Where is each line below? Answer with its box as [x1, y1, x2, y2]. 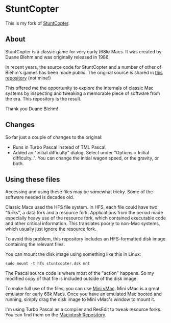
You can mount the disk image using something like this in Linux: [5, 251, 141, 257]
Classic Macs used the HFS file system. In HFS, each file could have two [5, 204, 158, 210]
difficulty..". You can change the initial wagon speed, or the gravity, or [12, 155, 159, 161]
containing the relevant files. [5, 241, 65, 248]
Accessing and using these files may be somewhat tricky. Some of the [5, 189, 153, 195]
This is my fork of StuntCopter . [5, 20, 70, 26]
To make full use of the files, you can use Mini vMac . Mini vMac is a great [5, 286, 160, 292]
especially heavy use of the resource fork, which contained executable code [5, 215, 166, 221]
